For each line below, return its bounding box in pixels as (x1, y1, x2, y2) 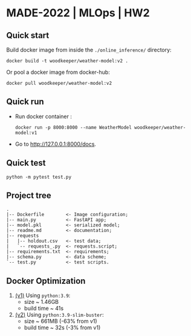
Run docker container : (15, 113, 73, 120)
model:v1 (15, 130, 37, 136)
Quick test (6, 158, 47, 168)
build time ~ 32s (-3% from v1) (24, 324, 101, 331)
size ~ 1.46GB (24, 298, 59, 306)
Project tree (6, 191, 51, 201)
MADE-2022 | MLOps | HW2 (6, 6, 150, 20)
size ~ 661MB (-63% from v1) (24, 318, 98, 325)
